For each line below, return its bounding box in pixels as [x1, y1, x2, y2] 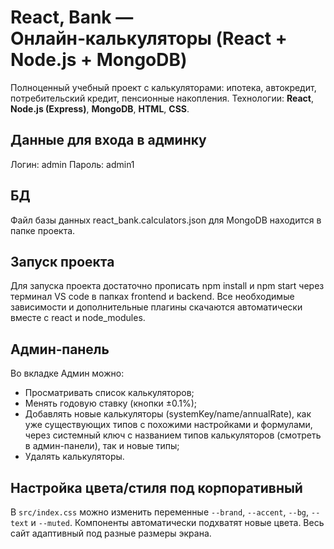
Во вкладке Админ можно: [10, 367, 125, 380]
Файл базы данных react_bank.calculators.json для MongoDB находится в [10, 214, 322, 226]
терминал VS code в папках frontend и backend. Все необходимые [10, 291, 295, 303]
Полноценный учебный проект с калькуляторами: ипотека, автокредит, [10, 81, 317, 93]
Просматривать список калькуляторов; [24, 387, 195, 399]
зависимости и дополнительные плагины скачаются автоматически [10, 301, 303, 313]
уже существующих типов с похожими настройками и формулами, [24, 419, 313, 431]
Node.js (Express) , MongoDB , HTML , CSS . [10, 102, 190, 115]
